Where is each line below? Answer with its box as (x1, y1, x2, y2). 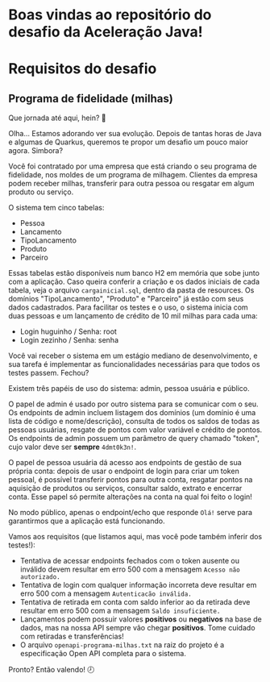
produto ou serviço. (8, 187, 74, 197)
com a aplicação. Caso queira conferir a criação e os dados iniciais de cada (8, 277, 260, 287)
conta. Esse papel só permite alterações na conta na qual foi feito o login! (8, 492, 252, 501)
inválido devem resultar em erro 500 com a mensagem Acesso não (19, 564, 240, 574)
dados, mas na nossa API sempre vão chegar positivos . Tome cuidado (19, 623, 255, 633)
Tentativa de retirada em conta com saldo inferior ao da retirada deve (19, 597, 251, 607)
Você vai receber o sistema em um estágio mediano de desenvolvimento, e (8, 351, 258, 360)
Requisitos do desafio (8, 60, 157, 78)
